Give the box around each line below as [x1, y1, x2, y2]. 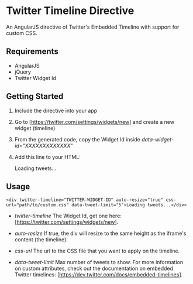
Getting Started [6, 92, 64, 102]
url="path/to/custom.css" [6, 202, 69, 208]
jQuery [14, 68, 31, 75]
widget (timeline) [14, 124, 56, 131]
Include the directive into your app [14, 107, 98, 114]
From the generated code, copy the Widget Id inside [14, 136, 140, 143]
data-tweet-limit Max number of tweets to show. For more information [14, 259, 183, 266]
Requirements [6, 47, 58, 57]
